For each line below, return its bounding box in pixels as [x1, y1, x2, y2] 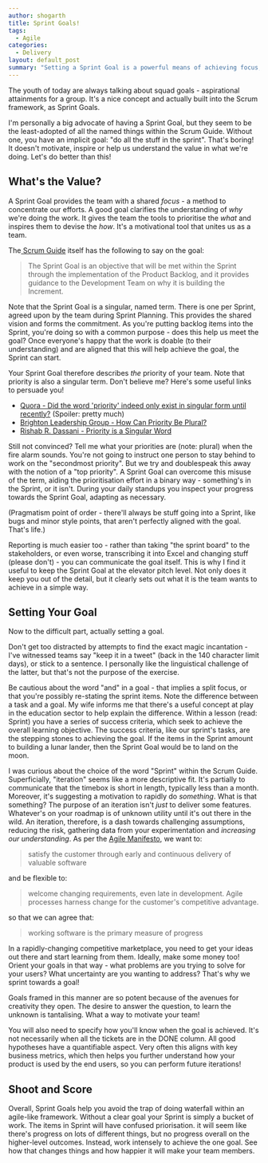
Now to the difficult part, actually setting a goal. [8, 627, 165, 637]
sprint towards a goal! [8, 978, 80, 988]
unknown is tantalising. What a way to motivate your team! [8, 1010, 200, 1019]
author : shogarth [8, 11, 66, 20]
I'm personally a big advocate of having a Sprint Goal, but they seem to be [8, 117, 253, 128]
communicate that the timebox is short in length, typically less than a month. [8, 783, 259, 793]
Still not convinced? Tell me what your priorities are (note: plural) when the [8, 441, 253, 451]
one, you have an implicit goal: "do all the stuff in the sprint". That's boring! [8, 135, 254, 144]
